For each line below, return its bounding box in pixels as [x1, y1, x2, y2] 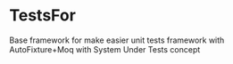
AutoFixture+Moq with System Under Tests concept [9, 44, 201, 54]
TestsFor [9, 5, 76, 26]
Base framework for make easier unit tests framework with [9, 35, 225, 45]
